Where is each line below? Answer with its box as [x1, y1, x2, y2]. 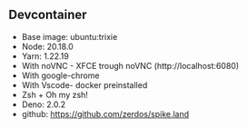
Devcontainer [8, 7, 87, 23]
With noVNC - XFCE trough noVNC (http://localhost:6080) [21, 60, 240, 71]
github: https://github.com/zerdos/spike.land [21, 108, 190, 119]
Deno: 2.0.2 [21, 99, 65, 110]
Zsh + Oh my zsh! [21, 89, 88, 100]
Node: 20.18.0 [21, 41, 74, 52]
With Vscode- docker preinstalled [21, 79, 148, 90]
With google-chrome [21, 70, 100, 81]
